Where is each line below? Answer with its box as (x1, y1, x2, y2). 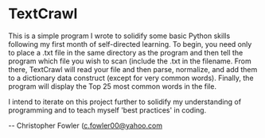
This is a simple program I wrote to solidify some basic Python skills (8, 31, 231, 40)
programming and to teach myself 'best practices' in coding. (8, 105, 207, 115)
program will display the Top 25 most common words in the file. (8, 81, 217, 91)
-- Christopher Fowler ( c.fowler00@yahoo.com (8, 121, 163, 130)
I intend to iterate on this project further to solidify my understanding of (8, 97, 241, 106)
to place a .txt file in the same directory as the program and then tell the (8, 48, 244, 57)
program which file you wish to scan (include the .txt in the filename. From (8, 56, 252, 66)
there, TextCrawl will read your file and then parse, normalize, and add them (8, 64, 258, 74)
